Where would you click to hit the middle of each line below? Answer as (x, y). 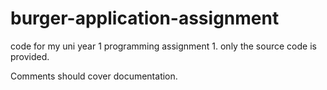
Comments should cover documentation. (94, 76)
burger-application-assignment (145, 18)
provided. (30, 56)
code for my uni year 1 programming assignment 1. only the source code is (163, 46)
